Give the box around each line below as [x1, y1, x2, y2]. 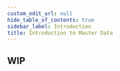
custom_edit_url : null [7, 10, 73, 17]
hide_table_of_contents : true [7, 17, 95, 23]
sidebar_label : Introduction [7, 23, 92, 30]
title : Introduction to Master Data [7, 29, 113, 37]
